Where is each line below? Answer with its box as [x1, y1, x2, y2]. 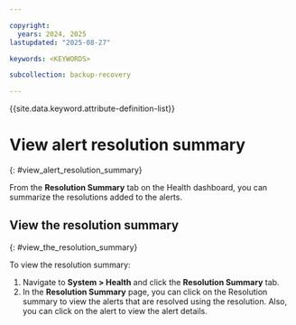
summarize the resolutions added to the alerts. [9, 191, 183, 203]
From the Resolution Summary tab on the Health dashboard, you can [9, 182, 268, 193]
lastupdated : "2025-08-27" [9, 38, 111, 47]
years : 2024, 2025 [17, 29, 88, 39]
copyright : [9, 21, 51, 30]
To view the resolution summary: [9, 259, 131, 270]
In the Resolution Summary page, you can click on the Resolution [22, 286, 268, 297]
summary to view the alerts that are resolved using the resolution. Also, [22, 295, 288, 307]
